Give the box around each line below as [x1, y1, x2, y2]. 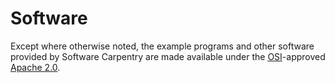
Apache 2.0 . [10, 61, 61, 73]
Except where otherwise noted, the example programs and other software [10, 40, 315, 52]
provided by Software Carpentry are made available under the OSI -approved [10, 50, 326, 62]
